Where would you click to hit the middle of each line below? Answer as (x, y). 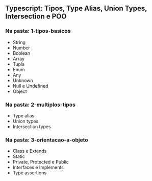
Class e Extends (30, 151)
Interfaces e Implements (38, 167)
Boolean (21, 53)
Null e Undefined (30, 86)
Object (20, 91)
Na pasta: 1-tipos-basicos (38, 31)
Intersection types (32, 126)
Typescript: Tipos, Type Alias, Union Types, (76, 8)
